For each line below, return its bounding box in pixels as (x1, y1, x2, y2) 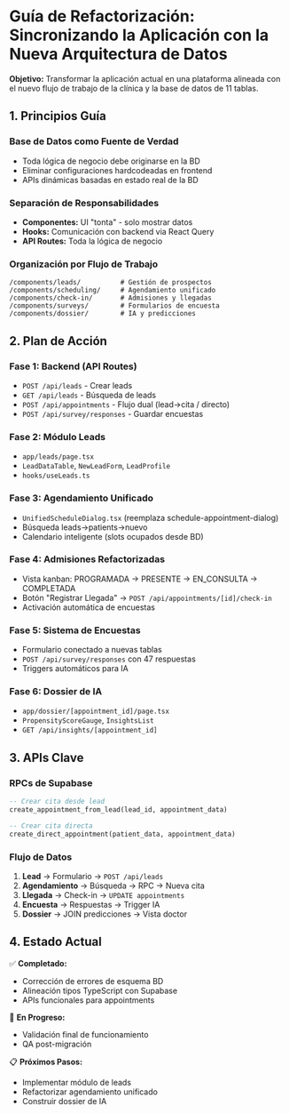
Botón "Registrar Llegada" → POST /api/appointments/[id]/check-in (21, 592, 272, 603)
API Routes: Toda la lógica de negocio (21, 236, 163, 246)
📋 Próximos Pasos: (9, 1056, 82, 1067)
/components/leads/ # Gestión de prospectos (9, 278, 213, 287)
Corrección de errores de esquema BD (21, 975, 164, 986)
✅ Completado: (9, 958, 67, 968)
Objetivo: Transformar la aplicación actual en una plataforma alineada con (9, 73, 281, 84)
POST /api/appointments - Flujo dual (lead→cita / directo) (21, 398, 230, 410)
